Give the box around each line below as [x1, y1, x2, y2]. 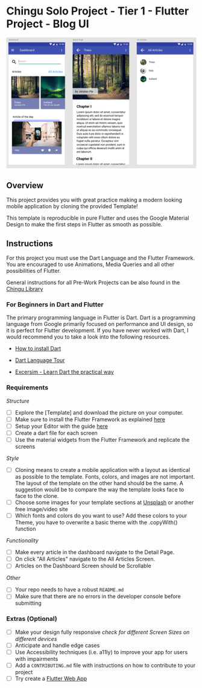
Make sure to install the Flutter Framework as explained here [14, 415, 166, 423]
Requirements [6, 383, 49, 392]
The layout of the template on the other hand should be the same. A [14, 480, 184, 487]
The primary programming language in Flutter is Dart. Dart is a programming [6, 314, 196, 321]
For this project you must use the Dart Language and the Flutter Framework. [6, 255, 195, 262]
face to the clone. [14, 492, 59, 500]
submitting [14, 599, 42, 607]
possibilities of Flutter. [6, 267, 62, 275]
